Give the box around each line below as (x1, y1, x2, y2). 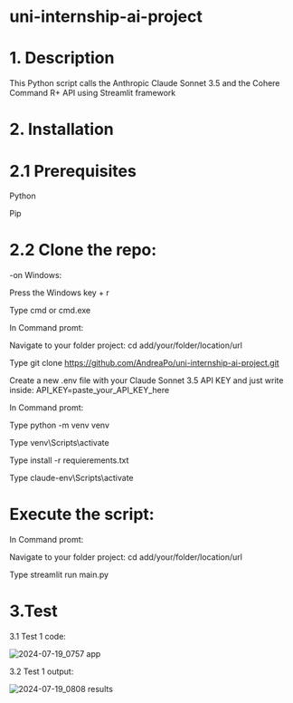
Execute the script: (9, 505, 156, 525)
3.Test (9, 601, 59, 621)
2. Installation (9, 120, 115, 140)
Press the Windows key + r (9, 287, 110, 298)
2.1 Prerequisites (9, 160, 137, 181)
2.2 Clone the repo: (9, 240, 157, 260)
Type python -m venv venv (9, 419, 110, 431)
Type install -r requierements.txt (9, 455, 129, 466)
